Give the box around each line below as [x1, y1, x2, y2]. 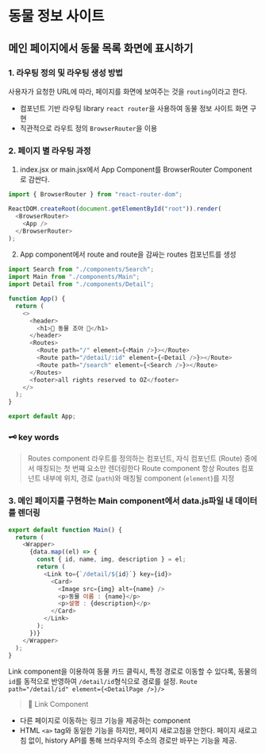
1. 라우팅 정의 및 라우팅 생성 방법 [8, 67, 123, 78]
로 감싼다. [19, 175, 50, 184]
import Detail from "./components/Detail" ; [8, 280, 155, 288]
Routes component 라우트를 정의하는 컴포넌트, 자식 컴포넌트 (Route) [27, 454, 243, 463]
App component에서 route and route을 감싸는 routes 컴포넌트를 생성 [19, 249, 236, 259]
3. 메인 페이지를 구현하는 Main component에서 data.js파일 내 [8, 496, 233, 507]
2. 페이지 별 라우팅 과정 [8, 145, 91, 156]
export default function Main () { [8, 526, 123, 534]
